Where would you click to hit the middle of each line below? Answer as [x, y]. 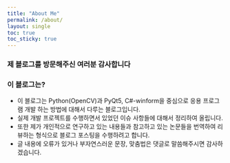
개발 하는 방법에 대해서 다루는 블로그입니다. [83, 109]
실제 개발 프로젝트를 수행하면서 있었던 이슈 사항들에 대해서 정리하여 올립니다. [120, 118]
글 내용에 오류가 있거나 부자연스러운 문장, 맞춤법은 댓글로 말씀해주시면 [111, 144]
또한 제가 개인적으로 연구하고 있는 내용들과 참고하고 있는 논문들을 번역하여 [116, 127]
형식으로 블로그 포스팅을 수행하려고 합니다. [93, 135]
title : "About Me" [33, 13]
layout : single [29, 26]
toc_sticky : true [32, 39]
